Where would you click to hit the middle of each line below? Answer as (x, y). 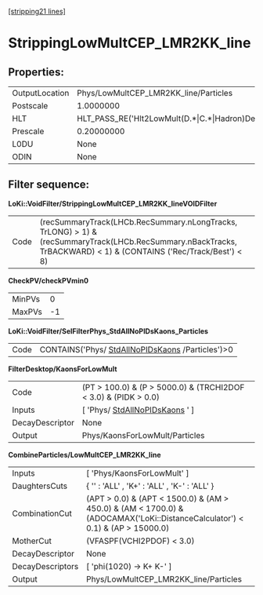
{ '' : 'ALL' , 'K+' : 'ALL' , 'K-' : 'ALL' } (150, 486)
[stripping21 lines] (37, 11)
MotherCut (32, 541)
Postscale (30, 106)
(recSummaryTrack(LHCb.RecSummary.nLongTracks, (139, 221)
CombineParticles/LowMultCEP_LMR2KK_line (85, 454)
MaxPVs (27, 312)
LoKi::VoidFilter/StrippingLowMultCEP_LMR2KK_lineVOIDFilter (113, 203)
